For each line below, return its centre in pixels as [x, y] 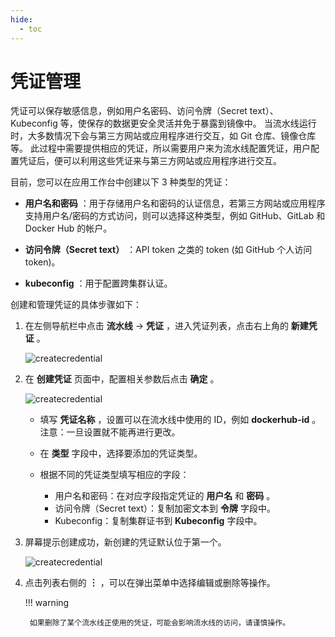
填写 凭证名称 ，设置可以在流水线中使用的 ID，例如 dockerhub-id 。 [180, 420]
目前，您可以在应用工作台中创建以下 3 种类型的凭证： [121, 182]
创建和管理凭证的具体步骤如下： [76, 305]
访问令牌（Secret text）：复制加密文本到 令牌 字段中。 [165, 508]
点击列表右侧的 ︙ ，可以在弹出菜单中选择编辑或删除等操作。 [150, 583]
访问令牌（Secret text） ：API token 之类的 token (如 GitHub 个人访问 [168, 250]
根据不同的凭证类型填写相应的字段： [114, 475]
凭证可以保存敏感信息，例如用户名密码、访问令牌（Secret [129, 111]
